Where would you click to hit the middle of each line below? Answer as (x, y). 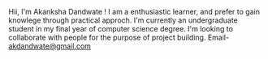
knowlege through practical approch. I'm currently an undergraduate (123, 20)
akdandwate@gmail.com (50, 46)
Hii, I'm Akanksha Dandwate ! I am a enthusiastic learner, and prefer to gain (134, 12)
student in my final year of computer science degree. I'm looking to (121, 29)
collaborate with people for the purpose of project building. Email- (119, 37)
